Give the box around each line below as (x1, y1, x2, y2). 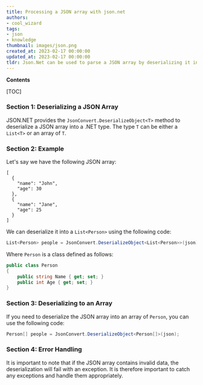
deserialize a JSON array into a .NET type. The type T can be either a (6, 123, 178, 130)
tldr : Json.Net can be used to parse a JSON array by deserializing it (6, 59, 190, 65)
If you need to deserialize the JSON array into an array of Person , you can (6, 312, 189, 320)
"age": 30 (17, 186, 42, 192)
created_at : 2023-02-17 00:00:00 (6, 48, 91, 54)
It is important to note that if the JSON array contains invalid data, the (6, 359, 179, 366)
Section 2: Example (6, 144, 65, 153)
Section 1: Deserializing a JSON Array (6, 103, 119, 111)
